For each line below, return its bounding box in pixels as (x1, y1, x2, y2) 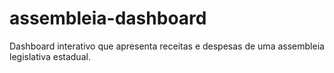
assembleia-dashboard (9, 7, 207, 30)
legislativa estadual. (9, 50, 91, 62)
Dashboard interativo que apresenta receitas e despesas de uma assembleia (9, 40, 325, 52)
